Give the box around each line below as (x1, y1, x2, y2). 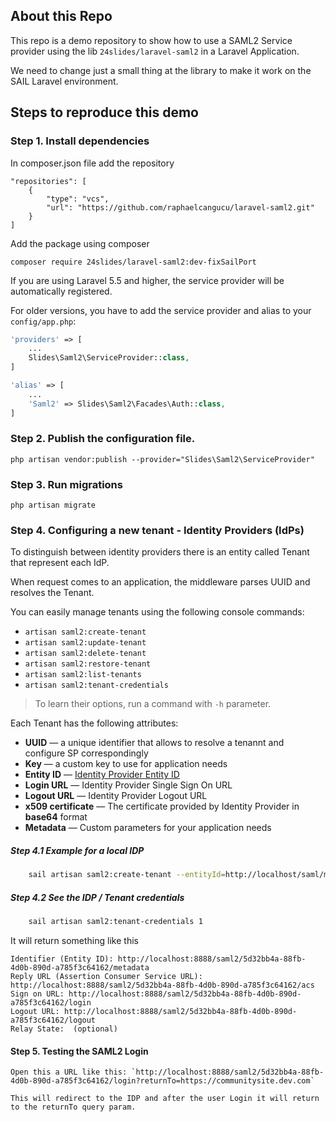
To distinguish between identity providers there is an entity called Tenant (10, 546, 310, 558)
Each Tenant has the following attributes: (10, 717, 179, 729)
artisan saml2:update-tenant (24, 638, 147, 648)
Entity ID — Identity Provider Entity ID (24, 769, 180, 781)
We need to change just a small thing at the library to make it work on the (10, 64, 312, 76)
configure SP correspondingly (24, 747, 149, 759)
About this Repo (10, 8, 113, 25)
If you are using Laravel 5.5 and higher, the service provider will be (10, 274, 285, 286)
